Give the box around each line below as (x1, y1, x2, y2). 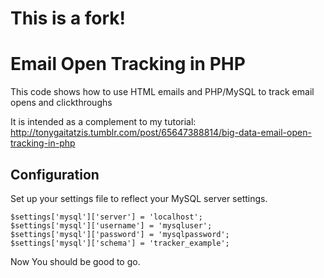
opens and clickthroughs (10, 97, 113, 109)
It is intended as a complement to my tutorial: (10, 116, 197, 128)
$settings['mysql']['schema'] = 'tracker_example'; (10, 238, 230, 248)
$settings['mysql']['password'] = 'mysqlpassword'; (10, 229, 230, 239)
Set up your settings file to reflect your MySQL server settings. (10, 192, 268, 204)
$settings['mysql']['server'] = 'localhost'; (10, 212, 203, 222)
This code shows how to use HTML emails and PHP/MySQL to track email (10, 86, 315, 98)
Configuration (10, 166, 100, 183)
